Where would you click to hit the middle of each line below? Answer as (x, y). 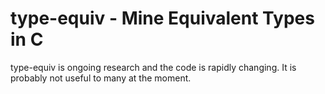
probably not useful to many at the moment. (101, 78)
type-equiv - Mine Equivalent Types (162, 18)
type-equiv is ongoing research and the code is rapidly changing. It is (153, 67)
